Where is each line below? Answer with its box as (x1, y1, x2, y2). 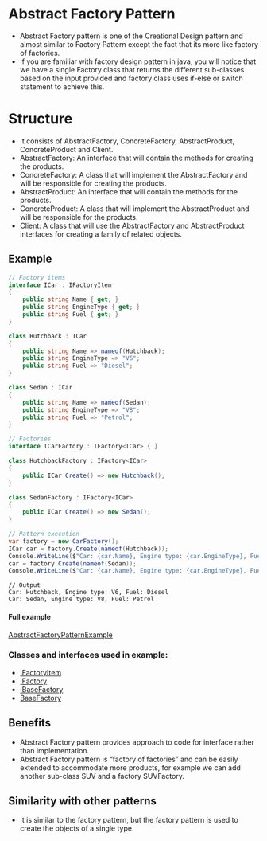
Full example (8, 612, 52, 621)
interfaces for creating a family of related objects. (19, 229, 183, 239)
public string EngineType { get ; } (22, 303, 141, 311)
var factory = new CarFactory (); (8, 537, 119, 546)
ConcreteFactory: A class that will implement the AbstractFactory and (19, 170, 248, 179)
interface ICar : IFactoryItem (8, 280, 112, 289)
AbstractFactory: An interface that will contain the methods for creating (19, 153, 253, 162)
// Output (8, 581, 41, 589)
